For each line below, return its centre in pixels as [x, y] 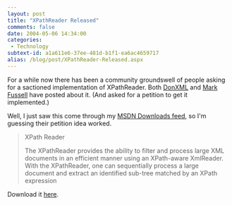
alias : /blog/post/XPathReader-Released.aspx [75, 60]
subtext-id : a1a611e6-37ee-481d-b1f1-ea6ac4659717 [83, 54]
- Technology [30, 46]
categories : [25, 40]
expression [41, 180]
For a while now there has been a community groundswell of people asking [116, 80]
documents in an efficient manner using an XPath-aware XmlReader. [124, 158]
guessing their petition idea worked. [60, 123]
